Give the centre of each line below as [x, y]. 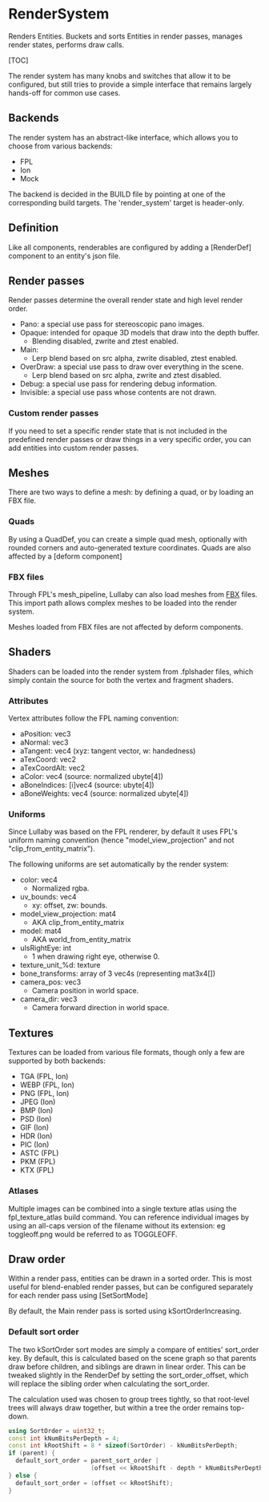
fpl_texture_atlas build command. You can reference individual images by [129, 1217]
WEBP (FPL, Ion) [47, 1085]
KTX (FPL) [37, 1170]
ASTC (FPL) [39, 1153]
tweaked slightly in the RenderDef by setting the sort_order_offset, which [128, 1375]
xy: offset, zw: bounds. [70, 905]
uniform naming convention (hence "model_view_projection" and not [121, 840]
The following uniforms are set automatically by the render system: [119, 864]
